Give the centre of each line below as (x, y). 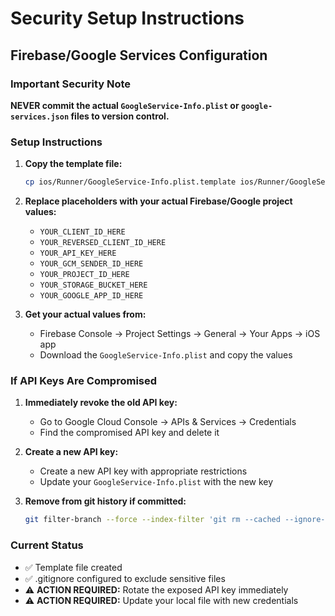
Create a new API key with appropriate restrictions (143, 471)
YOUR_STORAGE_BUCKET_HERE (93, 285)
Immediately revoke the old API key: (101, 403)
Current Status (47, 545)
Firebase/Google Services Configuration (139, 55)
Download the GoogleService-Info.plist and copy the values (166, 355)
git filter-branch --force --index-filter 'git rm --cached (152, 520)
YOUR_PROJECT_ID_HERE (84, 275)
